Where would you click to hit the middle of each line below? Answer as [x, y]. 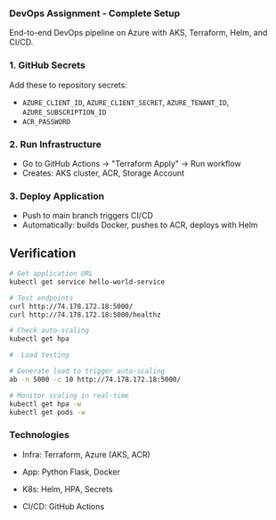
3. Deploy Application [57, 196]
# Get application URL [51, 274]
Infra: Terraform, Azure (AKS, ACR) [86, 454]
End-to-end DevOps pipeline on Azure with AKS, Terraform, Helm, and [138, 33]
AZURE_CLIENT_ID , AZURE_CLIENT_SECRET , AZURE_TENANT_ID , [126, 102]
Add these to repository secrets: [68, 85]
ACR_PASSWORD [46, 122]
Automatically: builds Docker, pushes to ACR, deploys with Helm [140, 225]
